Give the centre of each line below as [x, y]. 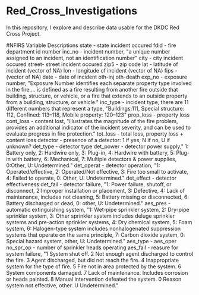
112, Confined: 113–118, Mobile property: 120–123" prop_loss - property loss [98, 115]
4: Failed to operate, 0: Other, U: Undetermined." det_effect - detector [91, 178]
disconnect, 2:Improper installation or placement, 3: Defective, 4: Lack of [96, 190]
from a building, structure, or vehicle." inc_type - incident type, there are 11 [97, 102]
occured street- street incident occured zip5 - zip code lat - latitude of [92, 64]
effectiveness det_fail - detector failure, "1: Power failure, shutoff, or [89, 184]
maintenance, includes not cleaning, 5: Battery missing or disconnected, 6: [97, 197]
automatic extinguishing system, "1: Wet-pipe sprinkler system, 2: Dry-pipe [98, 209]
